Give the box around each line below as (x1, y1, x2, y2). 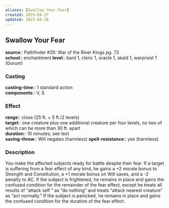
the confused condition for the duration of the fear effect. (5, 198, 125, 204)
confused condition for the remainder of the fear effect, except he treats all (5, 182, 162, 188)
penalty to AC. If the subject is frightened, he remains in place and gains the (5, 176, 164, 183)
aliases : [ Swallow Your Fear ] (5, 7, 70, 13)
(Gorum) (5, 60, 23, 66)
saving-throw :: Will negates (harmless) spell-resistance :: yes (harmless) (5, 136, 159, 142)
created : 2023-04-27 (5, 12, 49, 17)
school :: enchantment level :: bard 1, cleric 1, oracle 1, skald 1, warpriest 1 (5, 55, 157, 61)
